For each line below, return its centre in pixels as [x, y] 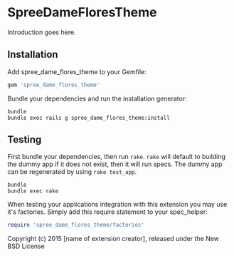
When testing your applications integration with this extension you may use [117, 205]
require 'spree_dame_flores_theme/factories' [76, 225]
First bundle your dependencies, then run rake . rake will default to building [117, 157]
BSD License [26, 246]
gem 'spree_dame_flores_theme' [54, 85]
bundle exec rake [33, 191]
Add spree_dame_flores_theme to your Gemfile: [77, 71]
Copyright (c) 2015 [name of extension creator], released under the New [113, 239]
